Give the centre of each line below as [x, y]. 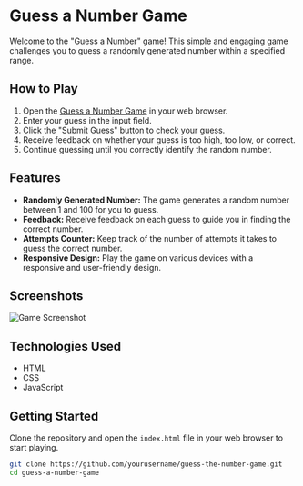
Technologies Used [65, 346]
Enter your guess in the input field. [87, 120]
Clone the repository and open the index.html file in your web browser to [146, 438]
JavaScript [43, 388]
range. [22, 60]
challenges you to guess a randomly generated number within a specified [147, 50]
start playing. [34, 447]
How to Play [44, 89]
